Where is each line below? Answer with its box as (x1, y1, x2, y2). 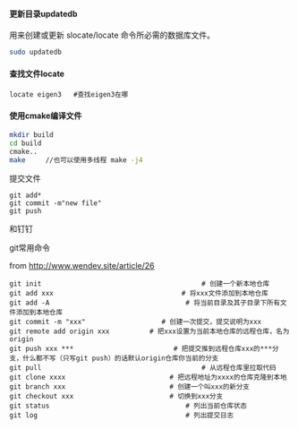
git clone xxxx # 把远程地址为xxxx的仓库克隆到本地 (9, 373, 287, 382)
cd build (9, 139, 42, 148)
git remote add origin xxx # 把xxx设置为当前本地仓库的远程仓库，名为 (9, 327, 290, 336)
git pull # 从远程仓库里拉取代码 (9, 363, 277, 372)
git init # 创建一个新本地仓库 (9, 279, 270, 288)
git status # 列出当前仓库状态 (9, 401, 248, 410)
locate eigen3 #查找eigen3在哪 (9, 90, 129, 99)
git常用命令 (9, 242, 51, 253)
